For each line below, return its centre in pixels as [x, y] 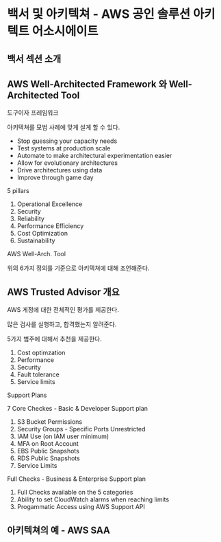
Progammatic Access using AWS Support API [81, 507]
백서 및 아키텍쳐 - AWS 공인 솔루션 [99, 14]
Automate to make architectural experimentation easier [94, 156]
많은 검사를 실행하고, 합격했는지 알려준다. [62, 324]
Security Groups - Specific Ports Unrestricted [81, 429]
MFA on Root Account [48, 444]
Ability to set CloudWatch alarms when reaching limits [93, 499]
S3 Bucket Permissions [50, 422]
